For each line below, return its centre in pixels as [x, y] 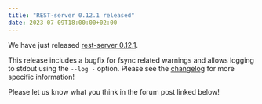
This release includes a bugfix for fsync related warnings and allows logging [131, 60]
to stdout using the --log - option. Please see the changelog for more [122, 68]
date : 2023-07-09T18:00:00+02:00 [63, 23]
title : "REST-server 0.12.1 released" [71, 15]
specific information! [42, 77]
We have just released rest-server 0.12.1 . [73, 45]
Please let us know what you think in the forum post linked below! [114, 91]
